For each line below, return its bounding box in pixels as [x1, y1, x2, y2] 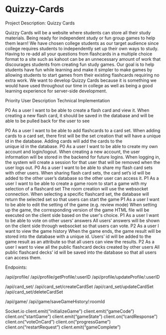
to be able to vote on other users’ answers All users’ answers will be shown [5, 217, 160, 223]
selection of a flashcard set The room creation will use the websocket [5, 185, 149, 191]
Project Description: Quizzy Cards [5, 20, 75, 26]
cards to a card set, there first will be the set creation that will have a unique [5, 133, 161, 139]
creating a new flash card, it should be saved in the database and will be [5, 112, 154, 118]
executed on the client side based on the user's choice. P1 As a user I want [5, 212, 159, 218]
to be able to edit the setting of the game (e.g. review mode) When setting [5, 201, 157, 207]
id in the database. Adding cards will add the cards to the [5, 138, 123, 144]
